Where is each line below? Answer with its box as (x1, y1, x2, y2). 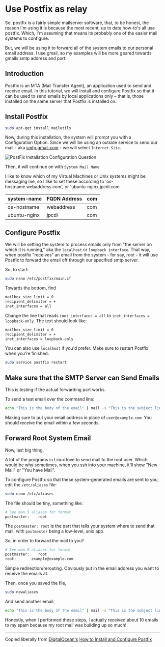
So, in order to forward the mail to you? (5, 538, 84, 544)
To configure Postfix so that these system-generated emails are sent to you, (5, 477, 159, 482)
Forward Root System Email (5, 434, 91, 443)
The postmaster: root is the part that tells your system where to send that (5, 523, 155, 529)
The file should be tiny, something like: (5, 500, 83, 506)
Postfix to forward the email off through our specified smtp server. (5, 257, 139, 263)
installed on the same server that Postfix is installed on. (5, 98, 117, 104)
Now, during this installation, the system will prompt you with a (5, 134, 132, 141)
